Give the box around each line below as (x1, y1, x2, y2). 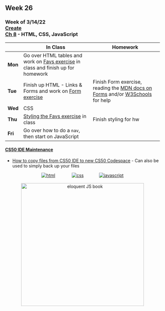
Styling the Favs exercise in (23, 113, 87, 119)
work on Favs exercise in (23, 58, 81, 65)
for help (92, 97, 111, 104)
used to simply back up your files (12, 163, 80, 169)
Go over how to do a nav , (23, 127, 80, 134)
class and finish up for (23, 64, 75, 71)
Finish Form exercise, (92, 78, 142, 85)
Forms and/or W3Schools (92, 90, 152, 97)
